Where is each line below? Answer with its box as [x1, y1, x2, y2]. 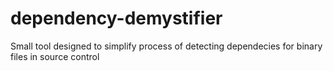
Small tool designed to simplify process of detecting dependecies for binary [10, 40, 323, 52]
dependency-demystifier [10, 7, 223, 30]
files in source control [10, 50, 100, 62]
